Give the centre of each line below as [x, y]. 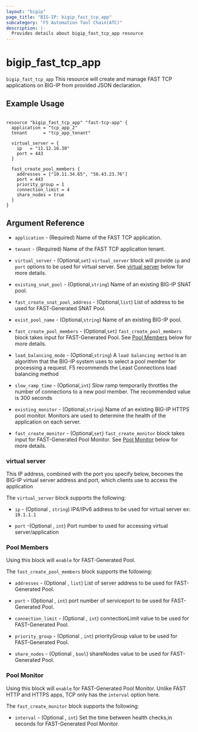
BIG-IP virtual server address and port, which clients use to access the [92, 480]
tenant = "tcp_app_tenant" [51, 133]
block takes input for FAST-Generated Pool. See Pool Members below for [103, 337]
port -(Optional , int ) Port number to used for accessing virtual [91, 526]
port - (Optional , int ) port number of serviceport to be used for [92, 601]
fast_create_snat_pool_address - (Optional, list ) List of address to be [99, 302]
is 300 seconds [33, 398]
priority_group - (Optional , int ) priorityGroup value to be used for [96, 636]
